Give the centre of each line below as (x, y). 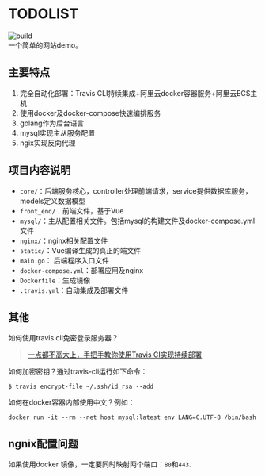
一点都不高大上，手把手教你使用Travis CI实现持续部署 (115, 355)
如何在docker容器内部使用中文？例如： (72, 402)
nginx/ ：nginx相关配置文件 (64, 240)
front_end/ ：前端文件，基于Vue (72, 210)
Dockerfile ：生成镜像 (55, 280)
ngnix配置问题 (44, 444)
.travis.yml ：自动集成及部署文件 (74, 290)
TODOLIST (44, 14)
